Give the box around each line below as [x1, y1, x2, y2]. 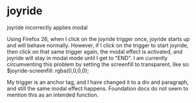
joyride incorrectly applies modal [7, 24, 88, 31]
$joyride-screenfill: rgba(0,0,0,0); [7, 67, 89, 74]
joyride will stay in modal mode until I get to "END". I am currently [7, 54, 168, 61]
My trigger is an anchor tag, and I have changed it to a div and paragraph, [7, 79, 189, 86]
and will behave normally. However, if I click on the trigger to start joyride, [7, 42, 189, 49]
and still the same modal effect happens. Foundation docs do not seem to [7, 85, 188, 92]
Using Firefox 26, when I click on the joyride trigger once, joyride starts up [7, 35, 191, 42]
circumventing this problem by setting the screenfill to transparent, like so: [7, 61, 191, 68]
